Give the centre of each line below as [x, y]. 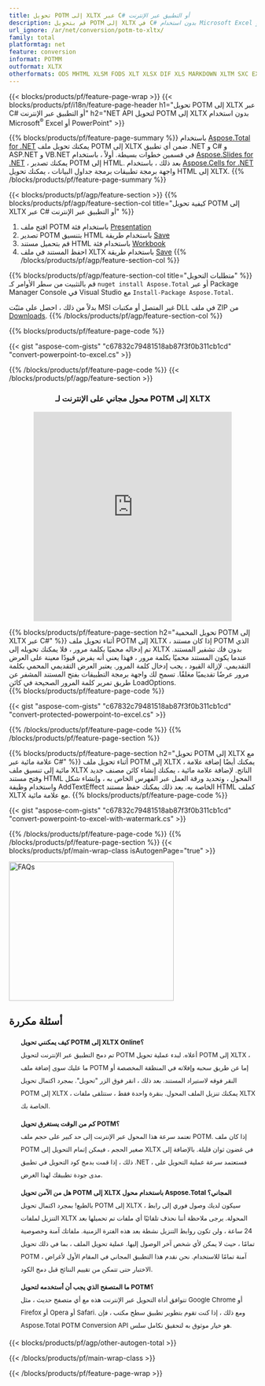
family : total [32, 37]
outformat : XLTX [35, 67]
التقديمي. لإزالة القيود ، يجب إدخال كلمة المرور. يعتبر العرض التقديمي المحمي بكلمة [130, 665]
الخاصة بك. [35, 1106]
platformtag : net [37, 45]
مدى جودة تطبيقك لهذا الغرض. [61, 1175]
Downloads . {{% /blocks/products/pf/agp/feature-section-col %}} [116, 316]
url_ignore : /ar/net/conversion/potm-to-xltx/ [86, 30]
